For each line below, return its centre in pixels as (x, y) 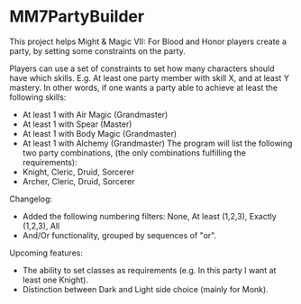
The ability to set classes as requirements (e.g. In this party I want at (149, 270)
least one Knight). (55, 280)
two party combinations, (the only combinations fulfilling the (134, 152)
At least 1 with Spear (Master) (77, 124)
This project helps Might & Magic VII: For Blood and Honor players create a (148, 41)
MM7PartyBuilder (77, 17)
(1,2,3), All (41, 226)
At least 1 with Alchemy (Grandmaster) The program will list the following (157, 143)
